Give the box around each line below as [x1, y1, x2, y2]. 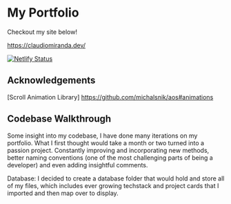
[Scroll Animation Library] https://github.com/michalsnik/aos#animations [7, 93, 214, 101]
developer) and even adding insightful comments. [7, 160, 148, 169]
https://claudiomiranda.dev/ [7, 41, 86, 49]
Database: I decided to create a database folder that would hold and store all [7, 174, 225, 183]
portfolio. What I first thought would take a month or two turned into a [7, 138, 205, 147]
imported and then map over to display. [7, 189, 119, 197]
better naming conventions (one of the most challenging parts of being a [7, 154, 214, 162]
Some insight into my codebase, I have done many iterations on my [7, 131, 198, 140]
